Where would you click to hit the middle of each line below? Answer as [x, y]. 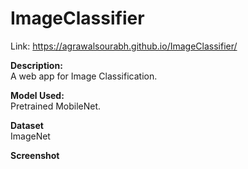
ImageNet [30, 136]
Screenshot [35, 155]
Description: [36, 65]
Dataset [27, 125]
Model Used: [37, 95]
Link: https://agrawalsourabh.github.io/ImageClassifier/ [124, 46]
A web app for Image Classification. [84, 76]
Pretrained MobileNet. [56, 106]
